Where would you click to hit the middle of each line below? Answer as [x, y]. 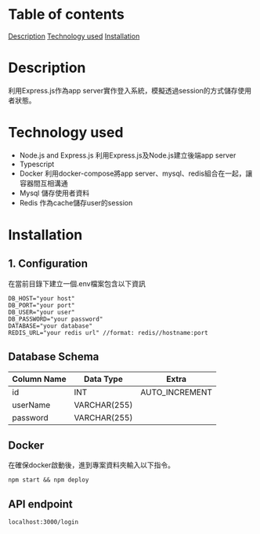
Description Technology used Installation [74, 36]
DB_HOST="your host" [42, 298]
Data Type [103, 379]
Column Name [39, 379]
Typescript [37, 164]
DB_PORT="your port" [42, 305]
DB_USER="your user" [42, 312]
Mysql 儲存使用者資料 [54, 193]
